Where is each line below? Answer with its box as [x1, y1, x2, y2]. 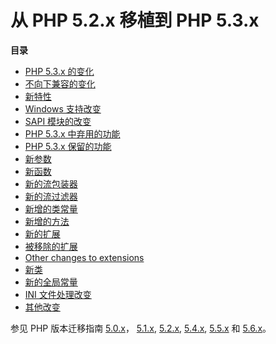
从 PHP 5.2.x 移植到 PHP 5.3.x [10, 9, 260, 32]
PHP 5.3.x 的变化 [24, 65, 95, 77]
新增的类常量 [24, 202, 78, 215]
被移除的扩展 [24, 240, 78, 252]
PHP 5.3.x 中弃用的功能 [24, 127, 121, 140]
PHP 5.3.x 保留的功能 [24, 140, 112, 152]
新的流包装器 [24, 177, 78, 190]
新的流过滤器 [24, 190, 78, 202]
